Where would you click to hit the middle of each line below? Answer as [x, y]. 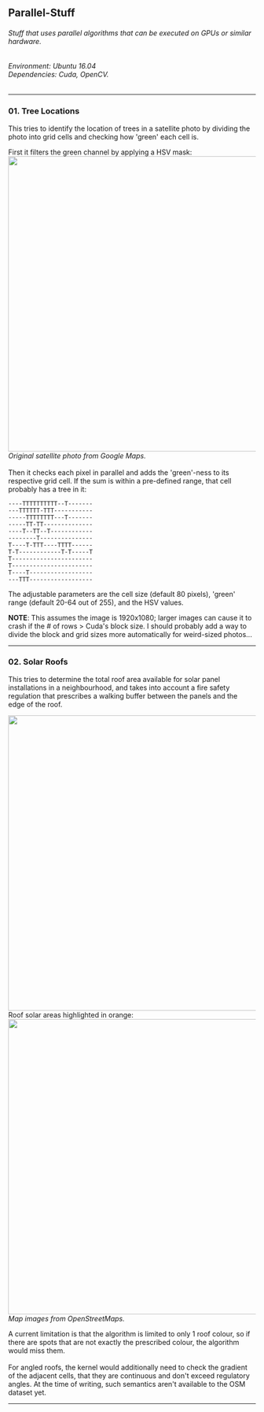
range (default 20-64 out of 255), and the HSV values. [96, 602]
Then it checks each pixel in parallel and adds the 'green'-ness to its [119, 473]
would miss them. [37, 1351]
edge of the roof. [35, 704]
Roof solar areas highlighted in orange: [71, 1014]
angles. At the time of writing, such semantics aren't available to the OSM [127, 1384]
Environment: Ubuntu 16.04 [52, 65]
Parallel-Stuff [42, 13]
